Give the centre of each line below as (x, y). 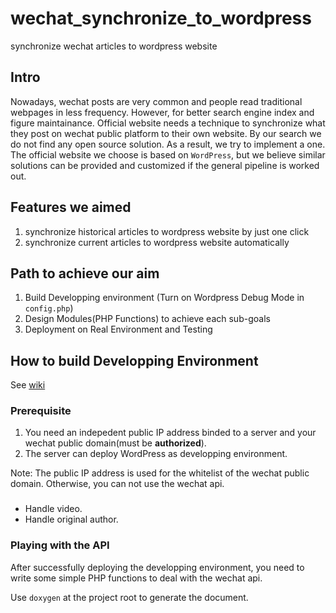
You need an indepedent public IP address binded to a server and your (170, 433)
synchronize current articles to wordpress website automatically (157, 242)
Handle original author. (71, 519)
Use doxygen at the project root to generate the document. (129, 597)
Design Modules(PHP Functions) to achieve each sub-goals (147, 319)
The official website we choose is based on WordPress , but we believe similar (168, 154)
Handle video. (53, 509)
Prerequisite (41, 411)
